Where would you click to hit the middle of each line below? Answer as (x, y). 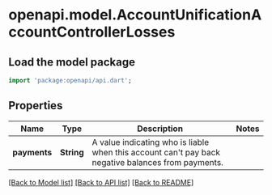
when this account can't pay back (156, 152)
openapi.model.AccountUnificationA (135, 15)
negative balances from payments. (158, 162)
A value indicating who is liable (150, 142)
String (72, 152)
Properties (36, 106)
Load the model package (72, 62)
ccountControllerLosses (92, 32)
